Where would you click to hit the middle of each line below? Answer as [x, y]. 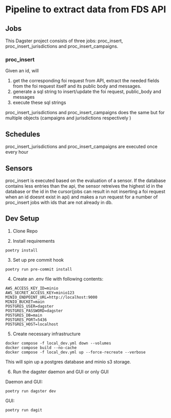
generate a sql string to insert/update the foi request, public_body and [87, 92]
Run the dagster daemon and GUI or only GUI [61, 372]
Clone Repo [25, 231]
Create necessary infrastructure [46, 334]
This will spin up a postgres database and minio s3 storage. [68, 361]
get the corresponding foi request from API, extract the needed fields [86, 81]
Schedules [23, 134]
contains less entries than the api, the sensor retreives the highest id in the [84, 186]
